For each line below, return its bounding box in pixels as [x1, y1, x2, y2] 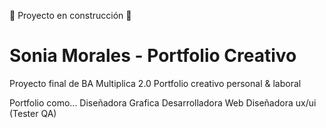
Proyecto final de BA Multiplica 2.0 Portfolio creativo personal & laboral [9, 77, 302, 89]
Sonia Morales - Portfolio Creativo [9, 45, 297, 67]
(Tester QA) [9, 107, 57, 119]
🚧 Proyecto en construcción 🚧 [9, 10, 132, 21]
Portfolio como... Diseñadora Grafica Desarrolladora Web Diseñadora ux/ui [9, 96, 317, 109]
